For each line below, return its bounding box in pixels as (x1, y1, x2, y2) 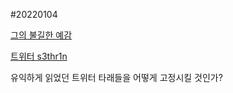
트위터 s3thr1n (10, 50, 68, 62)
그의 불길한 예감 (10, 29, 73, 41)
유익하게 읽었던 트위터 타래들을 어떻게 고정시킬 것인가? (10, 72, 223, 83)
